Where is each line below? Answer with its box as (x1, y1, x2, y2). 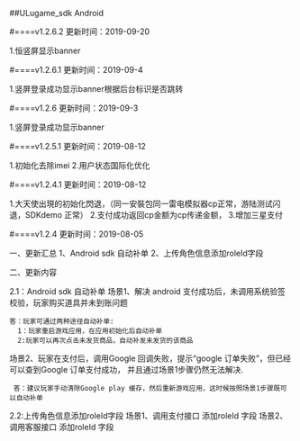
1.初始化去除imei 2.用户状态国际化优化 (9, 160, 150, 170)
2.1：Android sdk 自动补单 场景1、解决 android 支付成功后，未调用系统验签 (9, 286, 286, 296)
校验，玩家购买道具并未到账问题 (9, 297, 128, 308)
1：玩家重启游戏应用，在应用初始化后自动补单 (17, 327, 163, 336)
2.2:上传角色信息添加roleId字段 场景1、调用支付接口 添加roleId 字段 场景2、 (9, 410, 288, 421)
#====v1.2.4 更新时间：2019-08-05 (9, 229, 144, 239)
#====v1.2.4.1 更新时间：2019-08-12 (9, 179, 147, 190)
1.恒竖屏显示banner (9, 45, 81, 56)
